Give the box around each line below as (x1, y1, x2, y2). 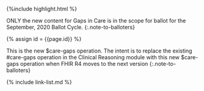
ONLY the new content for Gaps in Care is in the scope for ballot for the (6, 17, 186, 24)
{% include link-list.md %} (6, 79, 72, 86)
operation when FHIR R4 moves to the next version (20, 60, 148, 67)
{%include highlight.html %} (6, 5, 78, 12)
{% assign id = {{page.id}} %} (6, 35, 82, 42)
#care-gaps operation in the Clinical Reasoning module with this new (6, 54, 180, 60)
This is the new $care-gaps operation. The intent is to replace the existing (6, 47, 192, 54)
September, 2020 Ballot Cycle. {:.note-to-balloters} (6, 24, 136, 31)
